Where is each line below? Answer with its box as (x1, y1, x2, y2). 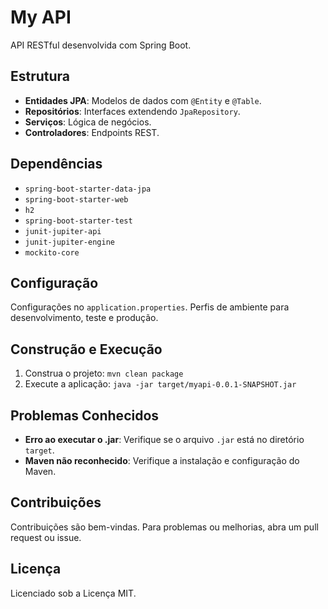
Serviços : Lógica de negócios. (24, 116, 152, 128)
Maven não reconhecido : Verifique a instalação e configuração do (24, 455, 300, 466)
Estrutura (10, 68, 71, 85)
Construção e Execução (10, 341, 163, 358)
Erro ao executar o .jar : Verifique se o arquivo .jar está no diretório (24, 434, 305, 445)
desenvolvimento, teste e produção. (10, 312, 159, 324)
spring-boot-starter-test (24, 216, 133, 226)
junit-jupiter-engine (24, 237, 115, 247)
